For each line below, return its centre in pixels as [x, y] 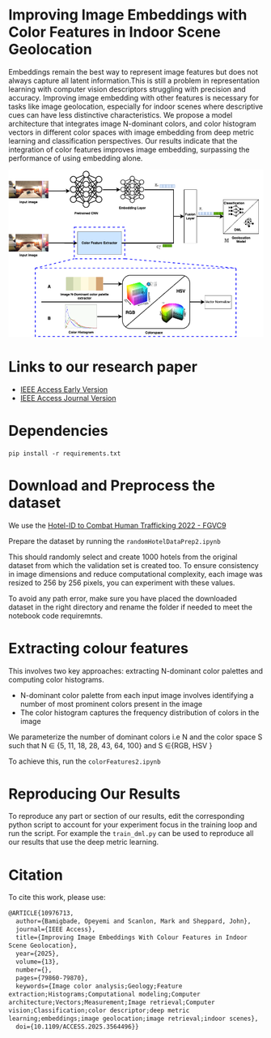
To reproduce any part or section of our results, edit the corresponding [127, 816]
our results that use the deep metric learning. [84, 842]
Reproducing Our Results [94, 794]
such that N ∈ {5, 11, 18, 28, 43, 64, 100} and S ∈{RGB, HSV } [110, 745]
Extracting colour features [98, 648]
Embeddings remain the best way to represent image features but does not [133, 71]
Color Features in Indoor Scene [114, 32]
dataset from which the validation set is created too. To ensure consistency [133, 565]
